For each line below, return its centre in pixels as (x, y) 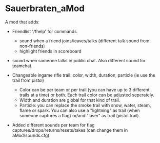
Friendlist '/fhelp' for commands (44, 31)
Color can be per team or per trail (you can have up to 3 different (84, 89)
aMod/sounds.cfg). (31, 135)
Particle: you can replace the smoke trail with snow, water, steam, (85, 105)
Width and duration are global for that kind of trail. (70, 100)
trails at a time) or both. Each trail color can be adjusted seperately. (87, 95)
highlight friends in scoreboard (50, 51)
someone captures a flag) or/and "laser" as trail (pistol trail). (80, 115)
